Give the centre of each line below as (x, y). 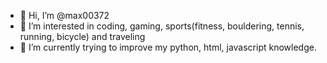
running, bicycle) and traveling (82, 36)
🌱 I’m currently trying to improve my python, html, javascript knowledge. (168, 47)
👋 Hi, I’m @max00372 (64, 15)
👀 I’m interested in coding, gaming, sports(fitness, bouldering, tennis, (162, 26)
